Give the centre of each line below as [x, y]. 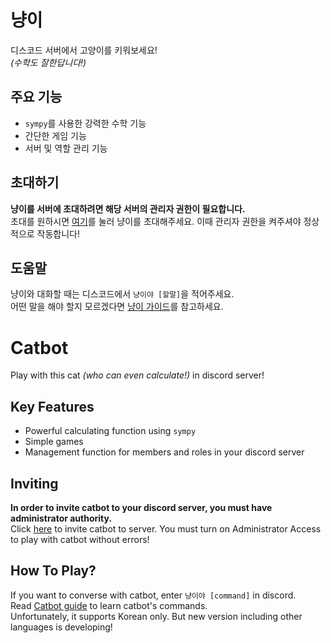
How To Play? [53, 571]
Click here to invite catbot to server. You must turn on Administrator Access [166, 528]
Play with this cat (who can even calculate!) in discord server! [137, 375]
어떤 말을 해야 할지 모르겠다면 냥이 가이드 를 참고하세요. [117, 307]
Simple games [54, 442]
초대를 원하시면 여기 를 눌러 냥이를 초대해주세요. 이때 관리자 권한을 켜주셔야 [156, 221]
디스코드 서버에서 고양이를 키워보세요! [84, 50]
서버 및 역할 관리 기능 [66, 148]
